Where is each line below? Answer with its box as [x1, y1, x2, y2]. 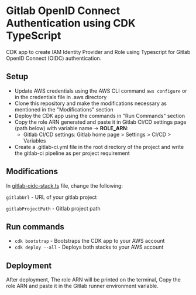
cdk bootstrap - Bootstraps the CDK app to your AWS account [14, 238, 165, 245]
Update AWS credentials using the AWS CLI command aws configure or [14, 87, 187, 94]
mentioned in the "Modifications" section [14, 106, 114, 113]
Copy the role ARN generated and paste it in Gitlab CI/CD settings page [14, 118, 187, 126]
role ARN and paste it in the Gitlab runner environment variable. [6, 283, 159, 290]
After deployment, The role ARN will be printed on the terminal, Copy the [6, 276, 181, 283]
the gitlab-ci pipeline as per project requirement [14, 150, 130, 157]
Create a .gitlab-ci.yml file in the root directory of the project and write [14, 143, 184, 150]
